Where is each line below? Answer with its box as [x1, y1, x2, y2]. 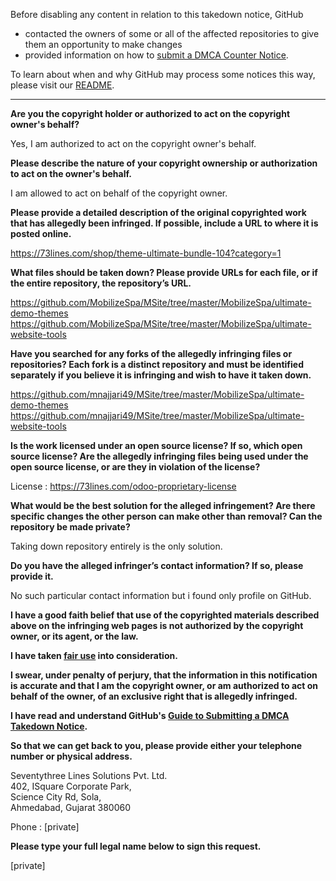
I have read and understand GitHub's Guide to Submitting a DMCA [10, 710, 290, 721]
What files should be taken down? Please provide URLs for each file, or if [10, 267, 318, 278]
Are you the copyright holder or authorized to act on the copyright [10, 108, 291, 119]
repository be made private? [10, 521, 131, 533]
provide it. [10, 570, 54, 582]
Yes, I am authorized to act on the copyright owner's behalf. [10, 138, 257, 149]
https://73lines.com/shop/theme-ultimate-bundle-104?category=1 [10, 247, 282, 259]
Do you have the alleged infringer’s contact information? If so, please [10, 560, 304, 571]
